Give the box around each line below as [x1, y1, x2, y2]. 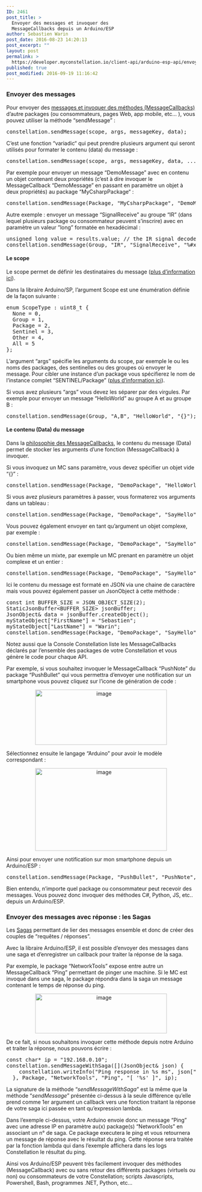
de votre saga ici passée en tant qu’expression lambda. [6, 1105, 143, 1112]
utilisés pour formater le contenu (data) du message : [6, 145, 138, 153]
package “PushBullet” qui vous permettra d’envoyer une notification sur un [6, 671, 191, 678]
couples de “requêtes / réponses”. [6, 933, 91, 940]
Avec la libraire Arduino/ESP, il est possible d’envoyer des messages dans [6, 944, 189, 952]
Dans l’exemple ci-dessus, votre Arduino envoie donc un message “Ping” [6, 1116, 188, 1124]
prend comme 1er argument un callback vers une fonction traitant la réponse [6, 1098, 196, 1106]
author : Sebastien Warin [6, 31, 69, 37]
